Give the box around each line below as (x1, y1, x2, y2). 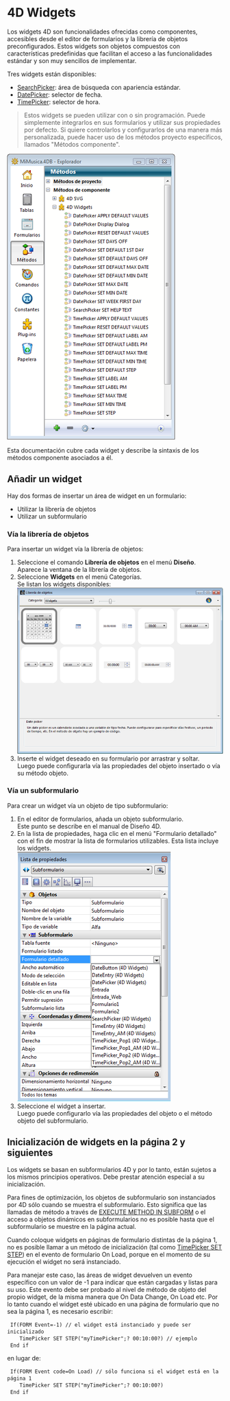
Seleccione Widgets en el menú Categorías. (16, 573, 142, 581)
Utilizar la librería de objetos (16, 505, 97, 513)
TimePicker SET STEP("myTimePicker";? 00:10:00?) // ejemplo (19, 1335, 197, 1342)
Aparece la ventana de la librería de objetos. (16, 566, 142, 574)
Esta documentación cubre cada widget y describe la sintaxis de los (7, 446, 200, 454)
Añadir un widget (7, 473, 82, 485)
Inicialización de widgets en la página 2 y (7, 1136, 186, 1148)
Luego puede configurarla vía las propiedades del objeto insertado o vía (16, 761, 220, 769)
